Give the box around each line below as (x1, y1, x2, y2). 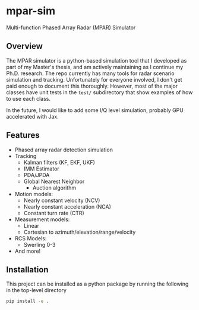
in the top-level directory (6, 287, 67, 294)
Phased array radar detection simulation (14, 146, 113, 153)
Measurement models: (14, 216, 70, 223)
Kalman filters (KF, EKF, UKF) (23, 159, 95, 166)
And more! (14, 247, 41, 255)
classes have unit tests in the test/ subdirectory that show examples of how (6, 88, 193, 96)
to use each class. (6, 95, 50, 102)
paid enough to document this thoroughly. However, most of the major (6, 82, 178, 89)
